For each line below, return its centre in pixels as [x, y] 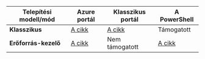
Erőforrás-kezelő [35, 43]
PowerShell [177, 19]
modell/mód [37, 19]
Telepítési [37, 12]
